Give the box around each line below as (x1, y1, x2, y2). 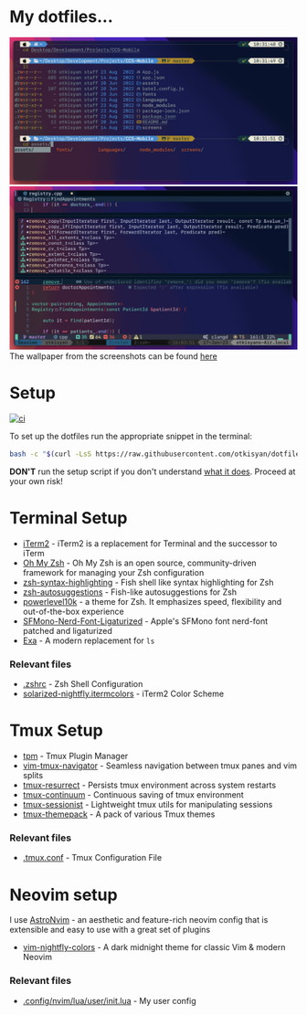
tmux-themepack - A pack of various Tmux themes (22, 809, 216, 819)
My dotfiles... (9, 6, 114, 27)
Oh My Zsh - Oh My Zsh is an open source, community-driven (22, 557, 258, 568)
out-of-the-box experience (22, 606, 125, 617)
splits (22, 770, 44, 781)
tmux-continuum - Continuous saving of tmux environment (22, 789, 244, 800)
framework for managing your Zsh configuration (22, 566, 205, 577)
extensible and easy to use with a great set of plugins (9, 925, 211, 936)
